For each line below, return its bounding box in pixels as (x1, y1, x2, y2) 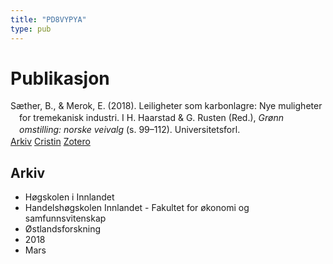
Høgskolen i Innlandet (24, 191, 115, 203)
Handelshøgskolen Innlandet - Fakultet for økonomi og (24, 201, 250, 213)
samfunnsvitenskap (24, 212, 107, 224)
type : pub (10, 24, 52, 34)
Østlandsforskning (24, 222, 101, 235)
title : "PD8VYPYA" (10, 14, 87, 25)
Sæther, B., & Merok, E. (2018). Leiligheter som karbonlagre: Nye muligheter (10, 100, 323, 112)
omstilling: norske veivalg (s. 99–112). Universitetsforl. (19, 124, 241, 136)
